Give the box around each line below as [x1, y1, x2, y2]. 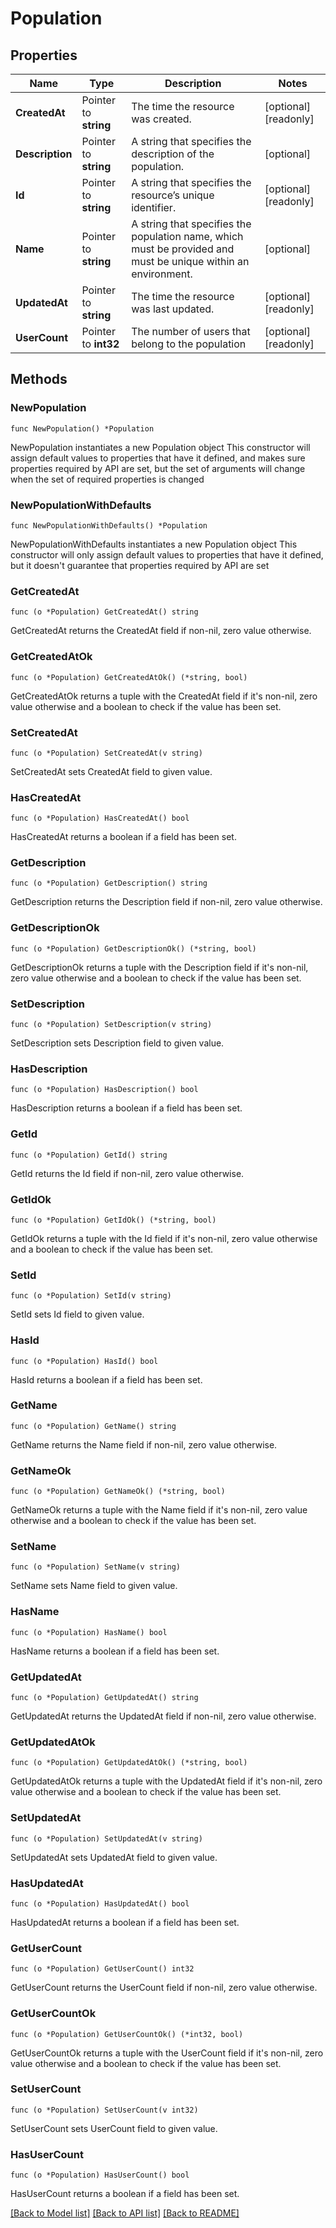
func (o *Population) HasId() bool [10, 1356, 159, 1366]
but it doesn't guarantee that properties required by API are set [10, 559, 270, 571]
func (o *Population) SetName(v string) [10, 1562, 182, 1572]
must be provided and [131, 242, 235, 256]
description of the [131, 147, 215, 161]
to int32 [81, 337, 120, 351]
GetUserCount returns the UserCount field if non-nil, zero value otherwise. [10, 1982, 318, 1994]
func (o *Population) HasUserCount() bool [10, 2170, 190, 2181]
